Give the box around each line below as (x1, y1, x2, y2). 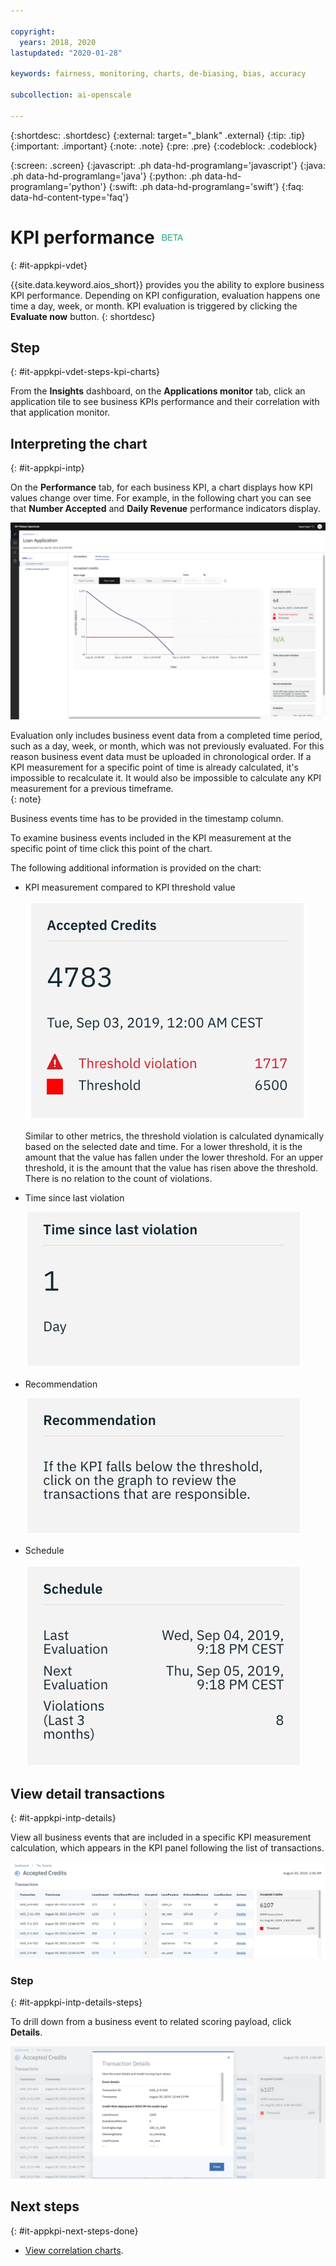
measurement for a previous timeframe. (10, 783, 174, 795)
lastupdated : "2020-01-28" (10, 48, 123, 58)
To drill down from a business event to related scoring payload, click (10, 2016, 292, 2028)
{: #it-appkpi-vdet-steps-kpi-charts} (10, 366, 161, 378)
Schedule (24, 1545, 65, 1557)
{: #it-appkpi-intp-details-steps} (10, 1996, 143, 2009)
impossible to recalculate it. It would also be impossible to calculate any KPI (10, 772, 322, 784)
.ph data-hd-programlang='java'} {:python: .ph (10, 170, 203, 182)
